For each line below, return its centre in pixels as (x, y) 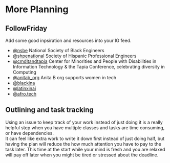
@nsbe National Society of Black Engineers (58, 50)
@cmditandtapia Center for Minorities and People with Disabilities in (84, 61)
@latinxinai (24, 88)
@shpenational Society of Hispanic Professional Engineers (75, 56)
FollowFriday (26, 28)
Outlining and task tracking (49, 110)
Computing (25, 72)
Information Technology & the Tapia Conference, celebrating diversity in (89, 67)
